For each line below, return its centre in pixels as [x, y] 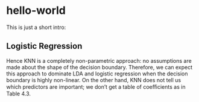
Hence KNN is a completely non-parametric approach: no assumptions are [99, 60]
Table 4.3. [19, 94]
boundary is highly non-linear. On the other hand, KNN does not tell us [94, 80]
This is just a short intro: [36, 27]
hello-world [36, 11]
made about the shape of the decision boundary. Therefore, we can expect [99, 67]
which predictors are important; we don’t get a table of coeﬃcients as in [96, 87]
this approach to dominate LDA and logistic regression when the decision [97, 74]
